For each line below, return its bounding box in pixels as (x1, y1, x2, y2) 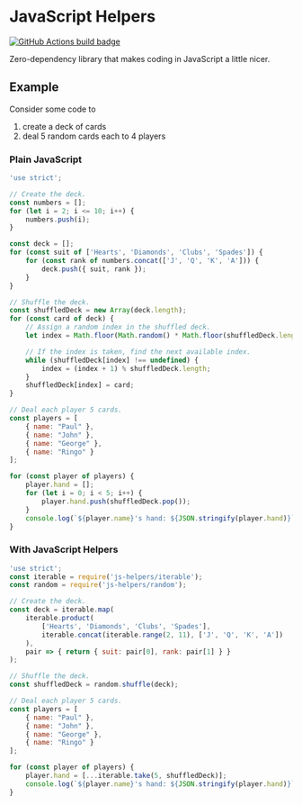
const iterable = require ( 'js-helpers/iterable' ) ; (9, 572, 203, 582)
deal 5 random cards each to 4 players (22, 131, 166, 141)
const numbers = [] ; (9, 198, 87, 207)
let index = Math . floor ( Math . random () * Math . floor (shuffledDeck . (25, 331, 280, 340)
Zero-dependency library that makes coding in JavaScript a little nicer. (9, 53, 271, 64)
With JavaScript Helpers (9, 543, 119, 556)
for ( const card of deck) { (9, 314, 115, 323)
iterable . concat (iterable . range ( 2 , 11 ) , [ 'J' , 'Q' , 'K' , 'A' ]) (41, 630, 284, 639)
